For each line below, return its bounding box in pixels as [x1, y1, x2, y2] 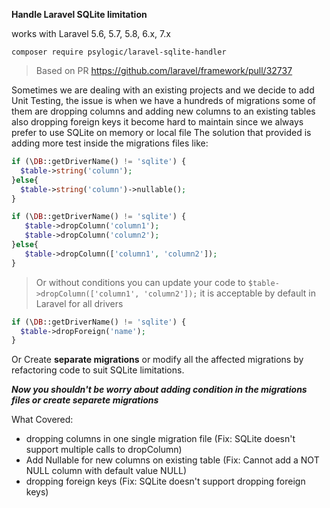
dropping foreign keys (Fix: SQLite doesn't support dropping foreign [25, 475, 306, 488]
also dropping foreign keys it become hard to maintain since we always [11, 116, 304, 128]
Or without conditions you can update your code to [35, 276, 246, 288]
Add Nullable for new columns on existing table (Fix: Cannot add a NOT [25, 454, 320, 466]
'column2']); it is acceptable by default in [143, 287, 316, 299]
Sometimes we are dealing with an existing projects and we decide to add [11, 84, 315, 96]
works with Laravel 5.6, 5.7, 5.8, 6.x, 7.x [11, 28, 171, 39]
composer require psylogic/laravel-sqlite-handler [11, 47, 227, 57]
